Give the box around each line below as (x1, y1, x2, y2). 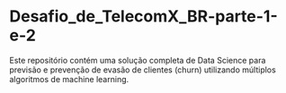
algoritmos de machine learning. (9, 73, 130, 84)
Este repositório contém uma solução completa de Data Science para (9, 55, 266, 65)
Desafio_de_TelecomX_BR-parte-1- (9, 6, 279, 27)
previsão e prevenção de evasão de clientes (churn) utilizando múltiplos (9, 64, 276, 75)
